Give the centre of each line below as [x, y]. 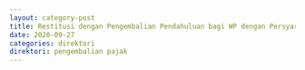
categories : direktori [52, 43]
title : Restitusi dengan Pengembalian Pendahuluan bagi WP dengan [138, 26]
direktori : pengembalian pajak [69, 52]
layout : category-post [52, 18]
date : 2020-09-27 [42, 35]
